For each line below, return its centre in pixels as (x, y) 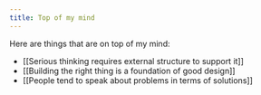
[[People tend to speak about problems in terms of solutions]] (138, 80)
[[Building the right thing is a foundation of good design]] (129, 71)
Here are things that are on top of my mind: (90, 43)
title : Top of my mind (52, 18)
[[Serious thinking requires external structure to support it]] (133, 61)
